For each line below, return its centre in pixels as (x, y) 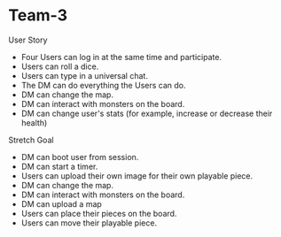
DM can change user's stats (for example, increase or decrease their (147, 113)
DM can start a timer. (59, 166)
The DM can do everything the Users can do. (103, 85)
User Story (28, 40)
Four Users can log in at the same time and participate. (121, 57)
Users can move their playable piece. (89, 223)
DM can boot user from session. (80, 157)
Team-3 (38, 15)
